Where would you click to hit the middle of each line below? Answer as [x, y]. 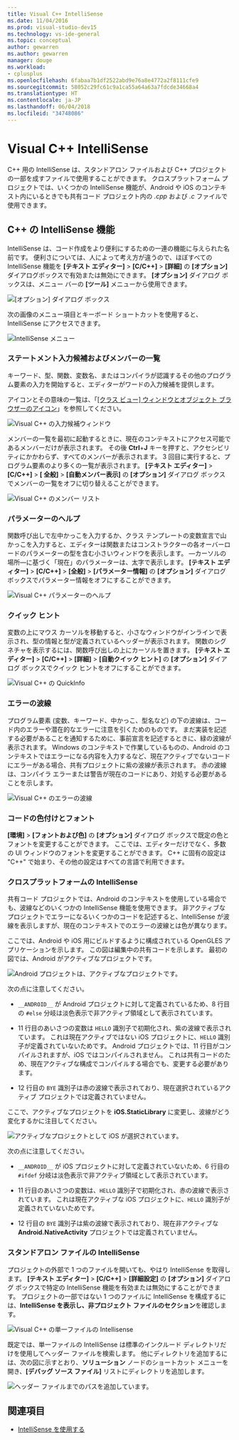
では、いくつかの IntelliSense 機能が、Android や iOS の [120, 187]
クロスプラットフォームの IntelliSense [73, 882]
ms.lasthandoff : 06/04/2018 [49, 107]
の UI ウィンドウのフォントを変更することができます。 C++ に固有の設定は [117, 852]
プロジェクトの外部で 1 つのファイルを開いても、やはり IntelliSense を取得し [119, 1270]
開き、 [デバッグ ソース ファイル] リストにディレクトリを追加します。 [108, 1371]
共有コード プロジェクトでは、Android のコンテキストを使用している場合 [114, 899]
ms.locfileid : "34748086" [46, 113]
